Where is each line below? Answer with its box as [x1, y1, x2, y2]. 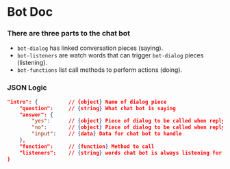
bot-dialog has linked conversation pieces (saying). [16, 44, 164, 52]
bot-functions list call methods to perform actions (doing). [16, 66, 183, 74]
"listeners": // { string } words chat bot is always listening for [19, 149, 222, 156]
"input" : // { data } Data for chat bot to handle [31, 131, 183, 138]
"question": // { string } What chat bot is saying [19, 105, 176, 112]
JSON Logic [7, 83, 47, 92]
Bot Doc [7, 4, 53, 20]
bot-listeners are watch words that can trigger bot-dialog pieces [16, 51, 204, 60]
